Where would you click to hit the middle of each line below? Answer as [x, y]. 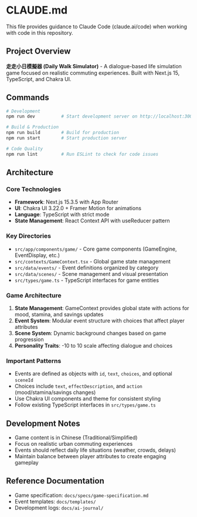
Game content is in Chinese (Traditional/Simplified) [76, 438]
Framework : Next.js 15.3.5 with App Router [66, 202]
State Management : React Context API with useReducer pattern [92, 221]
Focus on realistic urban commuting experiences [74, 444]
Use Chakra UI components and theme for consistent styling [88, 399]
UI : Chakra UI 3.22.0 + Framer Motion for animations [78, 208]
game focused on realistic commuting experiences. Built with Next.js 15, [93, 73]
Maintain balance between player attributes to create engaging [90, 456]
